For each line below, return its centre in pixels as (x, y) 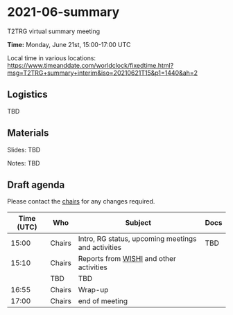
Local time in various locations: (51, 58)
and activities (100, 248)
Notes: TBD (24, 163)
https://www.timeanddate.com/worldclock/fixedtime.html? (90, 65)
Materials (28, 133)
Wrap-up (93, 290)
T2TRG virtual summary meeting (54, 31)
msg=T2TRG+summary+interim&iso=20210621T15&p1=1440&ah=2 (103, 73)
